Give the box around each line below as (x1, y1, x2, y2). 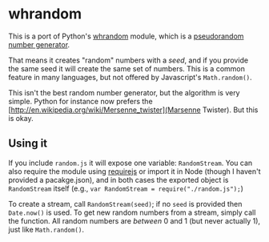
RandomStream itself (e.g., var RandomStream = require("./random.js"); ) (8, 184, 244, 193)
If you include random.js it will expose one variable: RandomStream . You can (8, 158, 253, 167)
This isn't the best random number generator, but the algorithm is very (8, 87, 240, 97)
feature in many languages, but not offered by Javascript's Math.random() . (8, 72, 252, 82)
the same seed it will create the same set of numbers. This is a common (8, 63, 246, 73)
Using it (8, 137, 48, 151)
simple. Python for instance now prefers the (8, 96, 154, 106)
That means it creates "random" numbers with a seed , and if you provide (8, 55, 249, 65)
